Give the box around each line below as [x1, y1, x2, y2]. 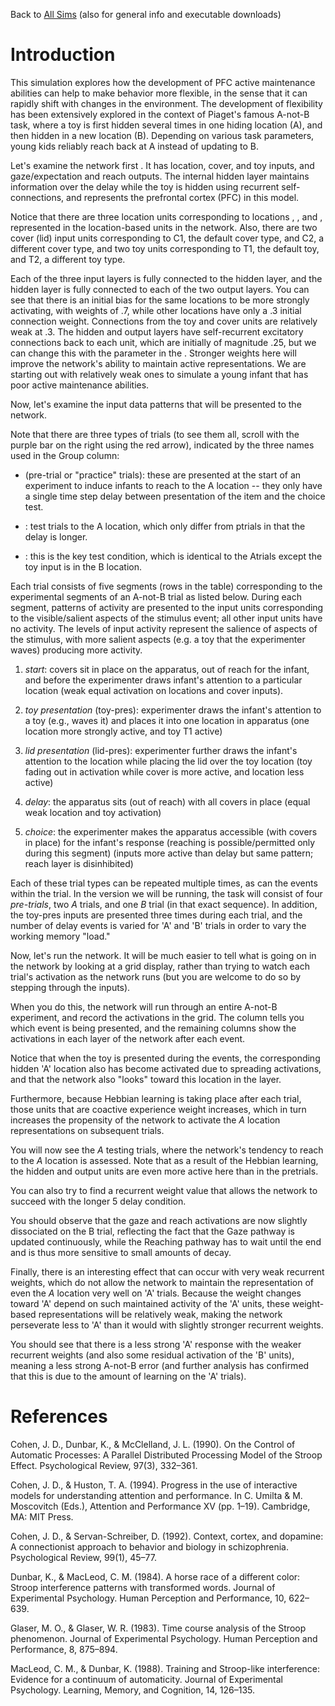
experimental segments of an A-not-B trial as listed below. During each [10, 590, 302, 603]
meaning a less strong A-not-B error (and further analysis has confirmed [10, 1359, 310, 1371]
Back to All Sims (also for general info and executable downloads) [10, 9, 282, 20]
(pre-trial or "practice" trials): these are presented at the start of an [24, 469, 302, 481]
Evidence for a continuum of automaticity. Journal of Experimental [10, 1673, 283, 1685]
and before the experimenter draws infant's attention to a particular [24, 674, 303, 686]
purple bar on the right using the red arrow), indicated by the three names [10, 439, 315, 451]
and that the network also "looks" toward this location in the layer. [10, 1073, 282, 1085]
